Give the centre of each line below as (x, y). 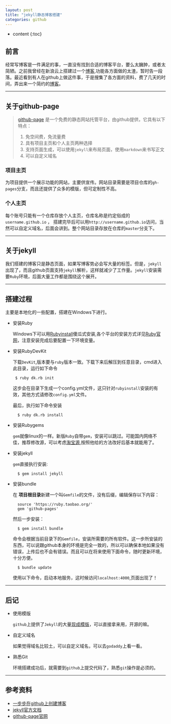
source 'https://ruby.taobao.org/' (55, 504)
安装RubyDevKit (30, 351)
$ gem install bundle (40, 529)
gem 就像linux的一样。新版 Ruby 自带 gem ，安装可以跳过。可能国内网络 (82, 436)
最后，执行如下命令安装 (37, 405)
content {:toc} (27, 34)
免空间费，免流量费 (46, 137)
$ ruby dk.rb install (40, 415)
